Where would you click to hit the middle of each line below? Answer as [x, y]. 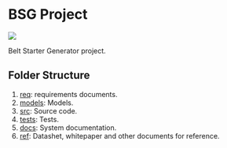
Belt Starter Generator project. [57, 51]
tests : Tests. [39, 119]
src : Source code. [48, 110]
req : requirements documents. [68, 94]
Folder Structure [49, 76]
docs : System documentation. [68, 128]
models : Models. [46, 103]
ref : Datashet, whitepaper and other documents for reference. [119, 135]
